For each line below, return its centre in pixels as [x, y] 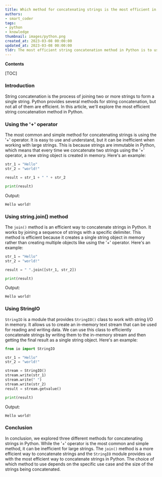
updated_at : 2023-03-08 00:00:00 [39, 46]
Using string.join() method [37, 216]
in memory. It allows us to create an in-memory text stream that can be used [81, 324]
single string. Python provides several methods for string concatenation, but [81, 101]
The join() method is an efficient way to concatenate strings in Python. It [78, 227]
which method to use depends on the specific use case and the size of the [79, 464]
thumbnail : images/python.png [35, 37]
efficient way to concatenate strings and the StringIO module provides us [78, 454]
